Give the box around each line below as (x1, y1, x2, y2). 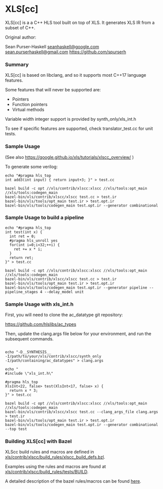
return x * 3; (9, 388, 38, 393)
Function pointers (12, 102, 48, 107)
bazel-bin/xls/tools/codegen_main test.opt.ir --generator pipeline (5, 285, 147, 290)
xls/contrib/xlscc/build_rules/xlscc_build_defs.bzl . (5, 454, 105, 460)
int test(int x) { (5, 230, 42, 234)
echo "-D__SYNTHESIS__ (5, 350, 51, 355)
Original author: (5, 34, 37, 40)
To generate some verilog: (5, 164, 58, 170)
